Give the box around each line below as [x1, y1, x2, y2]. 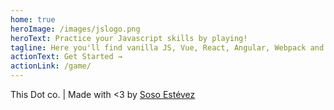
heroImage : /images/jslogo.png [10, 24, 141, 34]
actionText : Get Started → [10, 52, 123, 62]
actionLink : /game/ [10, 61, 92, 71]
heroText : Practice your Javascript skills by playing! [10, 33, 248, 43]
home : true [10, 14, 56, 25]
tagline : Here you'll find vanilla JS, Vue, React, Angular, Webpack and [10, 42, 325, 53]
